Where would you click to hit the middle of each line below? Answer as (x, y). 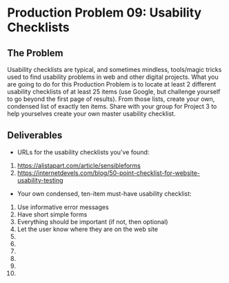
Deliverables (35, 135)
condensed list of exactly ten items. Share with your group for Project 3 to (112, 106)
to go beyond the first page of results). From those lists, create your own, (111, 99)
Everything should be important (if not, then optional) (92, 221)
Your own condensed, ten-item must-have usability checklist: (104, 193)
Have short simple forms (52, 214)
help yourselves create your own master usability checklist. (91, 113)
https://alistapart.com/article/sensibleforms (79, 165)
